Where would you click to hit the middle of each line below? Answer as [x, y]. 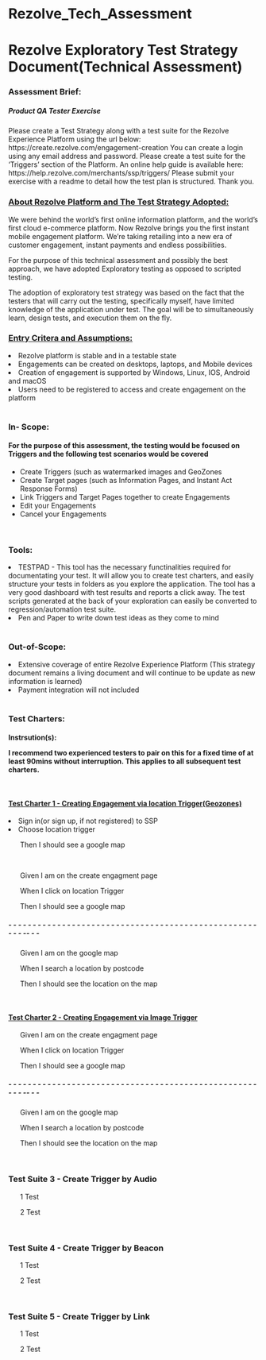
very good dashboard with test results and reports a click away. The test [127, 593]
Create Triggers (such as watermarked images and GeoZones [121, 471]
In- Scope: [29, 427]
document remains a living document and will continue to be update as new [132, 673]
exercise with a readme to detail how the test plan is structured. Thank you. [131, 182]
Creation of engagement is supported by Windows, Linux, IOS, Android [134, 372]
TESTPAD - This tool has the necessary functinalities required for [125, 567]
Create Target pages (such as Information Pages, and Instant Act [126, 480]
